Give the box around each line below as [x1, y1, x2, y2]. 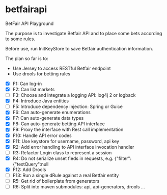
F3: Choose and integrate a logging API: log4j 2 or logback [12, 92, 136, 98]
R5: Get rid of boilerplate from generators [12, 178, 100, 184]
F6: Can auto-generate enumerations [12, 109, 91, 116]
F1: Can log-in [12, 80, 42, 87]
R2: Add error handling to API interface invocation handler [12, 144, 134, 150]
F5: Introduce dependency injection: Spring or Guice [12, 103, 123, 110]
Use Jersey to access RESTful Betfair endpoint [12, 65, 111, 71]
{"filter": [114, 155, 132, 161]
